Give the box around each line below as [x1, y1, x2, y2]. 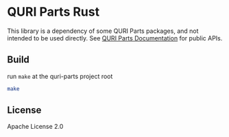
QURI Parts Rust [7, 4, 100, 20]
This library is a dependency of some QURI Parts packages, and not [7, 27, 199, 35]
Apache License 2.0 [7, 123, 64, 131]
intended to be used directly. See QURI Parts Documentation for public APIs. [7, 34, 223, 42]
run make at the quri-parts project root [7, 72, 113, 80]
